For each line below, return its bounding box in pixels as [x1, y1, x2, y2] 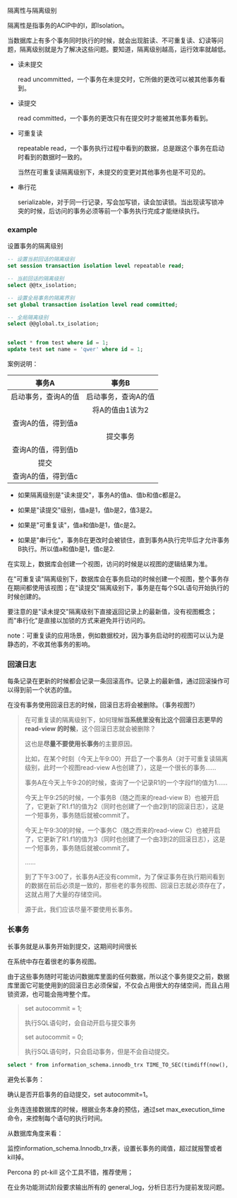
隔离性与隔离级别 [7, 6, 57, 14]
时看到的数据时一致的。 [17, 153, 86, 161]
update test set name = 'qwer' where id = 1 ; [7, 346, 143, 353]
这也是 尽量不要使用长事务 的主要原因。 [24, 739, 136, 748]
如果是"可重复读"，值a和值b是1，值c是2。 [17, 521, 140, 529]
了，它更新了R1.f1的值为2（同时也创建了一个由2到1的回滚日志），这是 [24, 802, 224, 811]
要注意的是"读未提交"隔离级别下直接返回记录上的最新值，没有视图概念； [7, 607, 217, 616]
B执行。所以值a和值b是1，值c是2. [17, 545, 115, 553]
